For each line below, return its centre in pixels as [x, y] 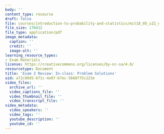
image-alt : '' [24, 51]
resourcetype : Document [29, 69]
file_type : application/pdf [34, 32]
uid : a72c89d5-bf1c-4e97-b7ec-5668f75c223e [50, 78]
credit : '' [20, 46]
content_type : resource [29, 14]
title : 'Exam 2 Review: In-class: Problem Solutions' [61, 74]
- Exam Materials [23, 60]
